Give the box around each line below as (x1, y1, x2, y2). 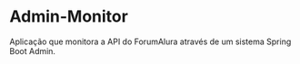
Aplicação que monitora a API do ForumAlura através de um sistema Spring (9, 36, 292, 47)
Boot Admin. (9, 45, 56, 56)
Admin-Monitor (9, 6, 129, 27)
